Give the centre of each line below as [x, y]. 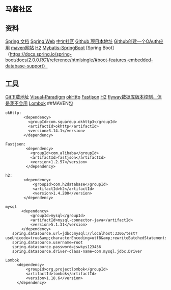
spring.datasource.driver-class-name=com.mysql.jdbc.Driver [77, 252]
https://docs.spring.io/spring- [41, 54]
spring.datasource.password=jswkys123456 [56, 247]
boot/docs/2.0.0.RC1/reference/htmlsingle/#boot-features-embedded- [79, 60]
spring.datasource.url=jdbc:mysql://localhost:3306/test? [75, 234]
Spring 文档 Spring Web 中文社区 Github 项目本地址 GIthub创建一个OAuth [82, 41]
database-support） [26, 66]
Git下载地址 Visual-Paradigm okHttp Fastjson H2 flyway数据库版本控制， [81, 97]
